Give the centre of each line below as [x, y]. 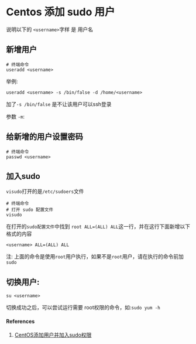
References [20, 321]
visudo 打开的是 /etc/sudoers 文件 [45, 192]
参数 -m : [16, 116]
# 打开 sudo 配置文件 [30, 210]
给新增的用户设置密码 [44, 137]
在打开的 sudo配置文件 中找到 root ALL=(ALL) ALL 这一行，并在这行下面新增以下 [98, 227]
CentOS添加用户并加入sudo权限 [53, 335]
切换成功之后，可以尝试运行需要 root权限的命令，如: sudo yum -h [83, 308]
